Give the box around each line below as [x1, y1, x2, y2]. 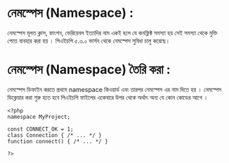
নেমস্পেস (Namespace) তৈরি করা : [7, 62, 171, 78]
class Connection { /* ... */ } [7, 131, 102, 138]
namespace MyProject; [7, 113, 71, 120]
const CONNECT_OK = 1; [7, 125, 74, 133]
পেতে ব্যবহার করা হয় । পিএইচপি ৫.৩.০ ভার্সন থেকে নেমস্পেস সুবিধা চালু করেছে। [7, 37, 171, 45]
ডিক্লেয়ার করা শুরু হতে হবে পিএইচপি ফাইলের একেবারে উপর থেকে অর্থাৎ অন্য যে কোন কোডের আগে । [7, 93, 209, 101]
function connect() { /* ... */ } [7, 138, 109, 145]
